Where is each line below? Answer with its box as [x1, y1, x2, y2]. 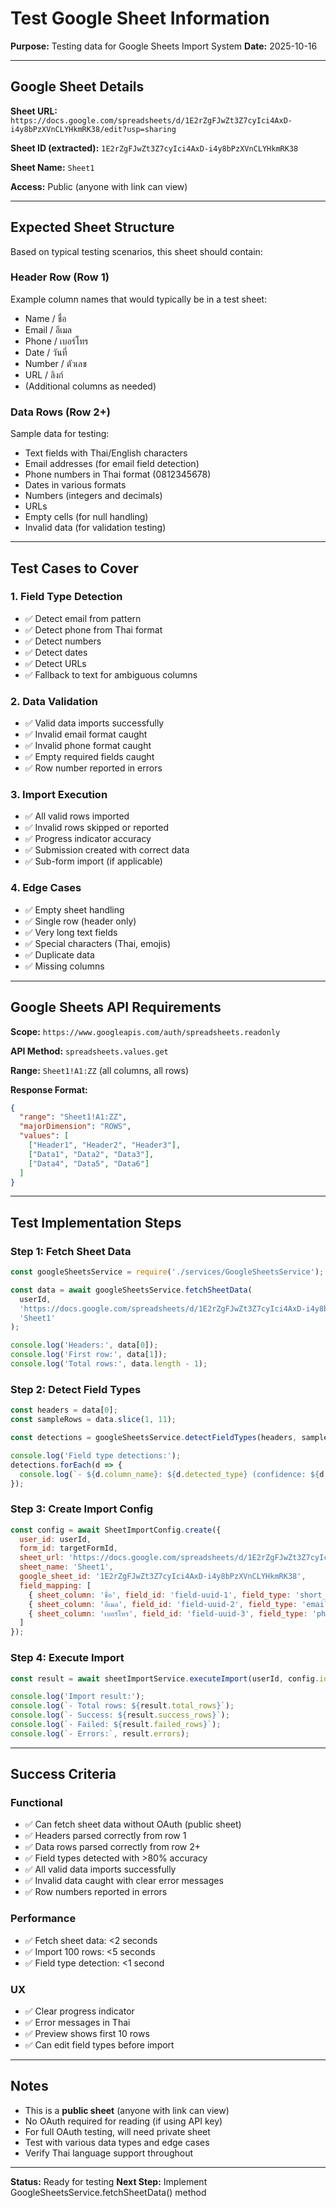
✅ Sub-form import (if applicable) [24, 855, 163, 867]
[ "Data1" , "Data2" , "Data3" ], [28, 1149, 155, 1159]
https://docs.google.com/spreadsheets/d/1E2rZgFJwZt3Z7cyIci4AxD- [10, 115, 293, 126]
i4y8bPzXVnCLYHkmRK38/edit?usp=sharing [10, 124, 177, 134]
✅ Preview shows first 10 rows [24, 2028, 150, 2040]
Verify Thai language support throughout [24, 2147, 194, 2159]
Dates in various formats [24, 479, 127, 491]
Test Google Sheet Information [10, 7, 270, 30]
